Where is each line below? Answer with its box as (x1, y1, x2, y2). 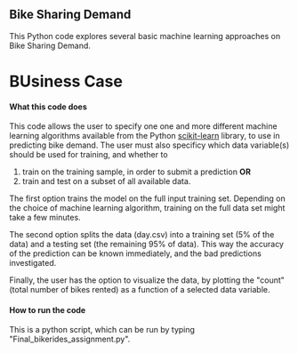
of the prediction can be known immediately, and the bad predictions (9, 248, 262, 259)
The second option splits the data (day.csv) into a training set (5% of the (9, 229, 275, 240)
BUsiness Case (9, 71, 123, 92)
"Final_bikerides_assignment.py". (9, 333, 131, 345)
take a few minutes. (9, 213, 82, 223)
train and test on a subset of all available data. (21, 176, 191, 187)
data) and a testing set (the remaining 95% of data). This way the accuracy (9, 239, 285, 250)
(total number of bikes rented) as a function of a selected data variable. (9, 285, 270, 295)
